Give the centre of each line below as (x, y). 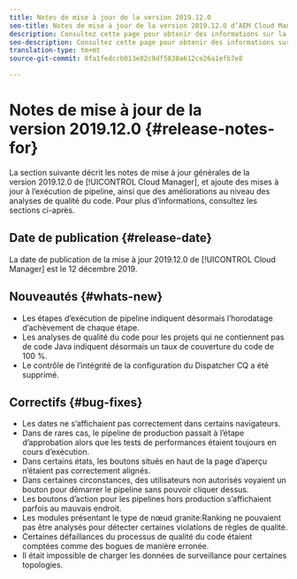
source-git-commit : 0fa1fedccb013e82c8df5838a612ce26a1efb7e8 (126, 59)
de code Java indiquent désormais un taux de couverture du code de (148, 346)
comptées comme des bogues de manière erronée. (115, 546)
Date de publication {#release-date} (110, 238)
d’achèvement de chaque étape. (80, 327)
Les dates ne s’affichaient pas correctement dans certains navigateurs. (151, 424)
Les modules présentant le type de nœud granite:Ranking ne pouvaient (151, 518)
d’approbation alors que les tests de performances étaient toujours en (149, 442)
